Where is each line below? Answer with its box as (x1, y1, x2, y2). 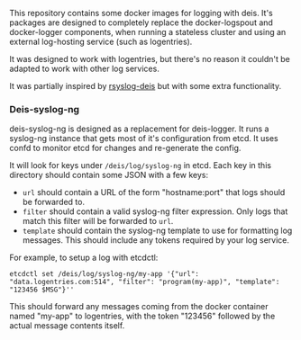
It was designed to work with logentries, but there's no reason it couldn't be (9, 54, 290, 64)
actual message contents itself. (9, 320, 125, 331)
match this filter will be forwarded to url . (22, 216, 174, 227)
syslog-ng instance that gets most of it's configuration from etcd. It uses (9, 133, 278, 144)
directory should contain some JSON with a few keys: (9, 170, 209, 181)
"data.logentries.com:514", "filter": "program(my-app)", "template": (9, 278, 280, 287)
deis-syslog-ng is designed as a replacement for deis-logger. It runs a (9, 123, 269, 134)
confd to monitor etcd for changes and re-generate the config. (9, 143, 242, 154)
